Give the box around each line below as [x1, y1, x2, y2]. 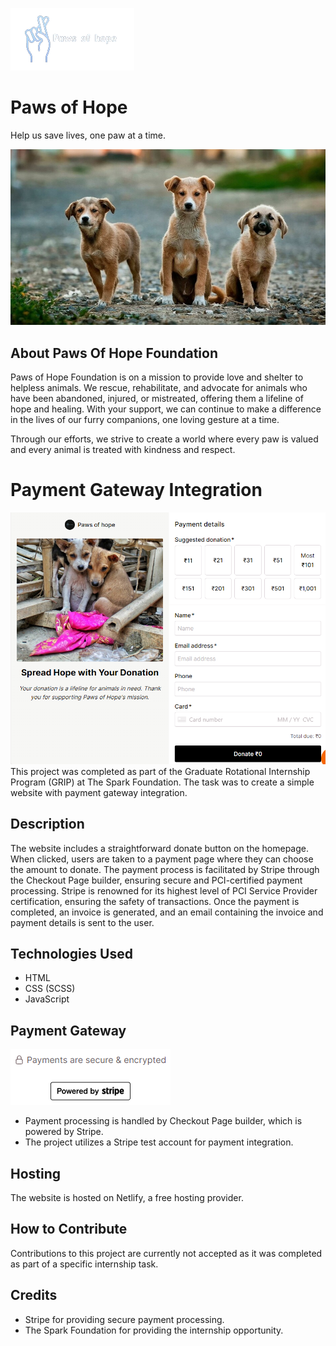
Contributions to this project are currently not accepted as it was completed [10, 1247, 323, 1259]
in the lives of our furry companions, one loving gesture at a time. [10, 414, 280, 426]
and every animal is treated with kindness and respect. [10, 444, 236, 456]
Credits [10, 1287, 58, 1304]
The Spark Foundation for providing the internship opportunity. [24, 1324, 284, 1336]
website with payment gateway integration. [10, 786, 188, 798]
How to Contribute [10, 1221, 128, 1238]
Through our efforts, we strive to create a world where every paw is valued [10, 433, 319, 445]
